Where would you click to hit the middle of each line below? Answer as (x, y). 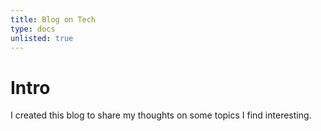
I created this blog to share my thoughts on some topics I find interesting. (161, 115)
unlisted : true (42, 38)
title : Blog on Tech (53, 19)
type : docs (33, 29)
